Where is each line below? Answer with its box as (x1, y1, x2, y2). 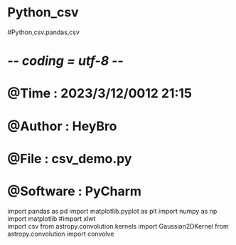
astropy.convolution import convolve (7, 229, 114, 238)
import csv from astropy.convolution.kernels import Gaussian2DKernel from (7, 221, 229, 230)
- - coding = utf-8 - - (7, 53, 124, 69)
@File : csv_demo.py (7, 150, 132, 167)
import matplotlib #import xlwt (7, 214, 96, 223)
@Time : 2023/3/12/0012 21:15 (7, 85, 192, 102)
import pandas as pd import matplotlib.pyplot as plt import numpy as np (7, 207, 218, 215)
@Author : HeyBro (7, 118, 117, 134)
